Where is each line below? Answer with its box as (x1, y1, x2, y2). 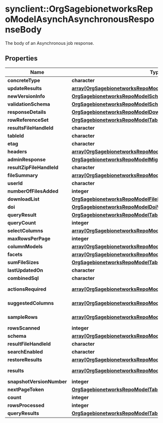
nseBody (5, 24, 42, 35)
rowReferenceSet (7, 116, 49, 123)
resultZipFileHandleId (7, 164, 59, 171)
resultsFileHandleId (7, 124, 54, 131)
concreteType (7, 77, 40, 84)
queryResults (7, 410, 40, 417)
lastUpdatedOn (7, 267, 44, 274)
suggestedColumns (7, 299, 54, 306)
